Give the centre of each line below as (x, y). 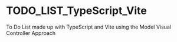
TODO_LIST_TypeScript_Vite (77, 11)
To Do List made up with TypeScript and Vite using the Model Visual (88, 27)
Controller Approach (31, 33)
